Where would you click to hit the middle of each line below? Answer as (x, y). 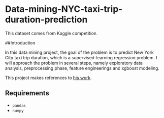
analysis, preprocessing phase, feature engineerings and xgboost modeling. (82, 68)
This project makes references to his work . (49, 78)
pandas (19, 105)
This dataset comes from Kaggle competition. (51, 33)
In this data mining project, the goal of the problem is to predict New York (80, 52)
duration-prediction (46, 20)
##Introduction (20, 42)
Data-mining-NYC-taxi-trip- (64, 9)
